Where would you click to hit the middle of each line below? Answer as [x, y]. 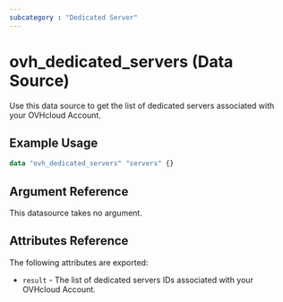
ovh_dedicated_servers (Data [121, 61]
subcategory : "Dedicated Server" [74, 17]
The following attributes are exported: [79, 262]
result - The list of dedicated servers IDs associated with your [137, 280]
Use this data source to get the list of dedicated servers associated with [142, 105]
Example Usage [54, 143]
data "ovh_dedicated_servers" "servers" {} [92, 164]
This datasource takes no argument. [76, 213]
